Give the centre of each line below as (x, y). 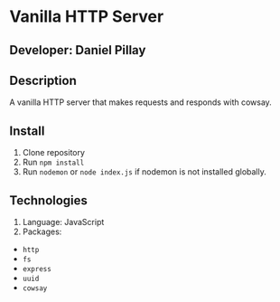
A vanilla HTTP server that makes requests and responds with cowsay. (141, 102)
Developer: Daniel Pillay (78, 50)
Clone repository (54, 153)
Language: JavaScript (63, 222)
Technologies (49, 200)
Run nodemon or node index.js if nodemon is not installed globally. (144, 172)
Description (43, 80)
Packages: (42, 231)
